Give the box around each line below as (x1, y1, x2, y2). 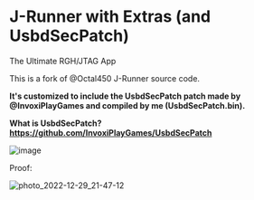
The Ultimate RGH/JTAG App (9, 55, 117, 66)
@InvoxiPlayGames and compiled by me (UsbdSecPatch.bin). (9, 100, 246, 110)
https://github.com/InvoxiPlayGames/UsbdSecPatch (9, 127, 212, 138)
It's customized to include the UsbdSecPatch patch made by (9, 90, 241, 101)
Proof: (9, 162, 33, 173)
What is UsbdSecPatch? (9, 118, 102, 129)
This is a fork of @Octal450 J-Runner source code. (9, 72, 201, 83)
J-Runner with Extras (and (9, 6, 212, 27)
